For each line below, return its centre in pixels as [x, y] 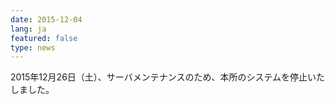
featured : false [44, 38]
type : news [33, 47]
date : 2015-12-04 [46, 19]
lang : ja [28, 29]
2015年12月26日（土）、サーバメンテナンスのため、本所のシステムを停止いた [167, 77]
